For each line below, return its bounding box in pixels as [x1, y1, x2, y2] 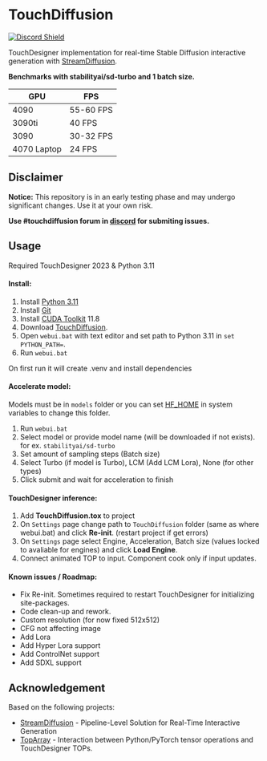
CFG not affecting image [19, 624, 102, 633]
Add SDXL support [19, 658, 82, 667]
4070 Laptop [12, 143, 63, 154]
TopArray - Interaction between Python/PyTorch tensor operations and [19, 735, 254, 745]
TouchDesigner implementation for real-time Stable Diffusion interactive [8, 47, 246, 57]
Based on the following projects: [8, 702, 115, 712]
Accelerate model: [8, 382, 71, 391]
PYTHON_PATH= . [19, 339, 66, 349]
